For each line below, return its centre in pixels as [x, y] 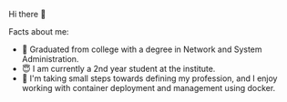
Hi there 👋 [27, 14]
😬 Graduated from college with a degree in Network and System [142, 49]
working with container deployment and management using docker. [149, 88]
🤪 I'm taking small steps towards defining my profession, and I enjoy [149, 78]
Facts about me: [39, 31]
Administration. [50, 59]
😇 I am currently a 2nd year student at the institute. [118, 69]
